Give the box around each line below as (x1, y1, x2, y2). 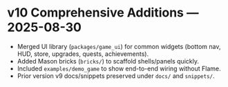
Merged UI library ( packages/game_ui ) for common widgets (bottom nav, (17, 42, 221, 50)
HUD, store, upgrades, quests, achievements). (17, 50, 149, 58)
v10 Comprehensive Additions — (7, 5, 199, 21)
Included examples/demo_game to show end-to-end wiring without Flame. (17, 64, 221, 72)
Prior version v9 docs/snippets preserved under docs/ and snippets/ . (17, 71, 216, 80)
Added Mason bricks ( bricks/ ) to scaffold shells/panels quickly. (17, 57, 199, 65)
